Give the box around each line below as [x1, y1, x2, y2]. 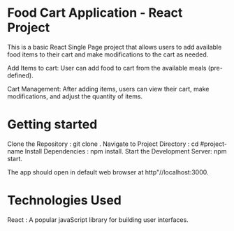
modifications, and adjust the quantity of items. [7, 92, 143, 100]
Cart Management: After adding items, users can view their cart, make [7, 84, 210, 93]
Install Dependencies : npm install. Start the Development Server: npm [24, 147, 227, 155]
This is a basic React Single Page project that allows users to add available [7, 43, 222, 51]
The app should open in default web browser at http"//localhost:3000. [7, 167, 209, 176]
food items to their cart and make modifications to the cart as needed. [7, 50, 209, 59]
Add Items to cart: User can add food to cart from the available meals [7, 64, 207, 72]
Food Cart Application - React [7, 5, 183, 21]
